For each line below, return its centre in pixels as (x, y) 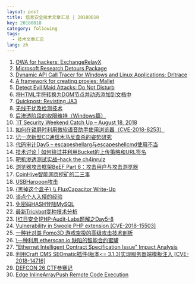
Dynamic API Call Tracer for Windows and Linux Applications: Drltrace (101, 75)
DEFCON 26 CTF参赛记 (44, 268)
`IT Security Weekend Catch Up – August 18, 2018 (76, 122)
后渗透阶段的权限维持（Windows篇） (61, 115)
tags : (13, 34)
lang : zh (18, 45)
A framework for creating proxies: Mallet (65, 81)
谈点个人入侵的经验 (39, 196)
